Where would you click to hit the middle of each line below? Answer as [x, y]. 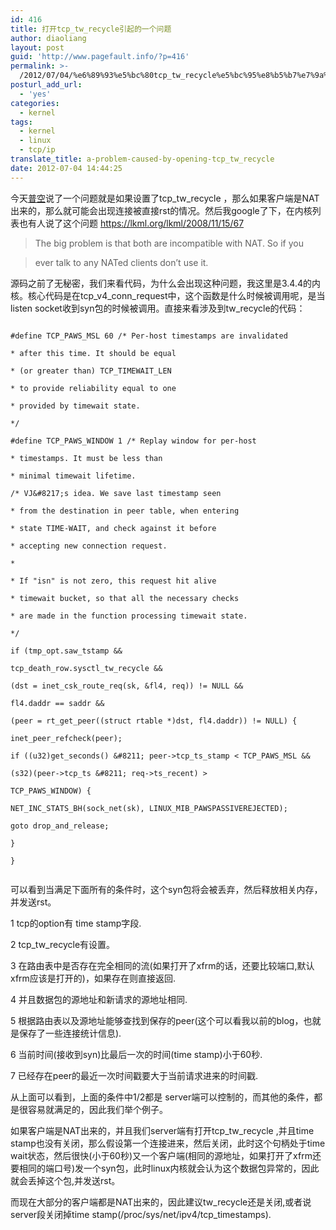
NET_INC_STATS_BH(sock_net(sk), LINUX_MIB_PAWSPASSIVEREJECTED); [149, 808]
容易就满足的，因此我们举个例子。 [97, 1109]
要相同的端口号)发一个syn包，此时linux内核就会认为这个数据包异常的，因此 [165, 1168]
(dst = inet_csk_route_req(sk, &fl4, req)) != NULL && [127, 686]
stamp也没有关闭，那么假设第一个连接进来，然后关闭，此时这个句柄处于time [168, 1143]
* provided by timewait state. [75, 406]
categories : [35, 103]
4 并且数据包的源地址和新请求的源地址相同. [99, 999]
